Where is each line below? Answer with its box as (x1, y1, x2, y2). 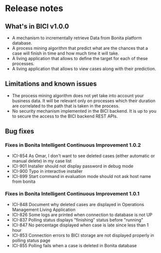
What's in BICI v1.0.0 (5, 22, 69, 30)
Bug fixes (5, 127, 34, 135)
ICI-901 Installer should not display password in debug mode (12, 163, 134, 169)
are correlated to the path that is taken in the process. (12, 103, 120, 109)
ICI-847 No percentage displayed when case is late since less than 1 (12, 222, 149, 228)
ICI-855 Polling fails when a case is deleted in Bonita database (12, 242, 137, 248)
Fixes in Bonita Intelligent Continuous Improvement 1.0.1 (5, 191, 140, 197)
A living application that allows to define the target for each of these (12, 56, 148, 61)
